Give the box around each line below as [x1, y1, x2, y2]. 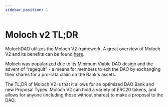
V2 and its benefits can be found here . [5, 51, 85, 57]
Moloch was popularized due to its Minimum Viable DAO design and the [5, 61, 153, 67]
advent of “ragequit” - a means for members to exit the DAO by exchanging [5, 66, 161, 72]
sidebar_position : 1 [5, 7, 49, 13]
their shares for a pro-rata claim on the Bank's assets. [5, 71, 116, 77]
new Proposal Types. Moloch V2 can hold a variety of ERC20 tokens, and [5, 86, 156, 92]
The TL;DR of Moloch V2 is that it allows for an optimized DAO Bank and [5, 81, 154, 87]
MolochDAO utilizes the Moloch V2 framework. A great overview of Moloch [5, 46, 160, 52]
